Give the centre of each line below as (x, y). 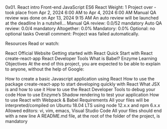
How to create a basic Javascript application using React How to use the (80, 79)
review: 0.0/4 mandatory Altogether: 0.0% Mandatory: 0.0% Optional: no (80, 28)
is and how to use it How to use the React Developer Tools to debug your (80, 89)
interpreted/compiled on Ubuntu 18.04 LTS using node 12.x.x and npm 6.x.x (83, 105)
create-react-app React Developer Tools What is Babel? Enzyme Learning (81, 58)
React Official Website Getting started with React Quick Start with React (79, 53)
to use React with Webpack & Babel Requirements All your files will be (77, 100)
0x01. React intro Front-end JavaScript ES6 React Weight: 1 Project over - (81, 7)
